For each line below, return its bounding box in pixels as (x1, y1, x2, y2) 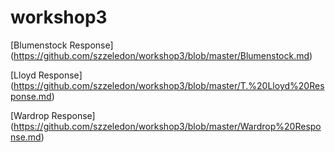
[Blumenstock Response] (10, 39, 114, 51)
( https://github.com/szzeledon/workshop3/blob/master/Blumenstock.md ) (10, 49, 313, 61)
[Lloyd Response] (10, 69, 83, 81)
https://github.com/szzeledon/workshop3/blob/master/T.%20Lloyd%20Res (13, 79, 325, 91)
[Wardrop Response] (10, 109, 96, 121)
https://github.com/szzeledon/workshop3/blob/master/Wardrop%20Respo (13, 120, 322, 132)
